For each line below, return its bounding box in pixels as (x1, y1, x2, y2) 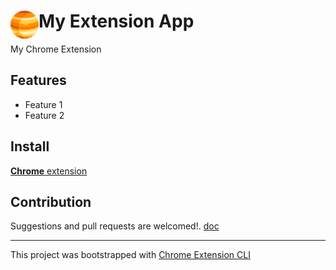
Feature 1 (24, 98, 63, 110)
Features (10, 72, 67, 89)
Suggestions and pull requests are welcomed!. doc (10, 220, 220, 232)
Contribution (10, 193, 92, 210)
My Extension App (38, 10, 195, 33)
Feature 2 (24, 109, 65, 121)
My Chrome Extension (10, 43, 102, 55)
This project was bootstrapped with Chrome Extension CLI (10, 249, 251, 261)
